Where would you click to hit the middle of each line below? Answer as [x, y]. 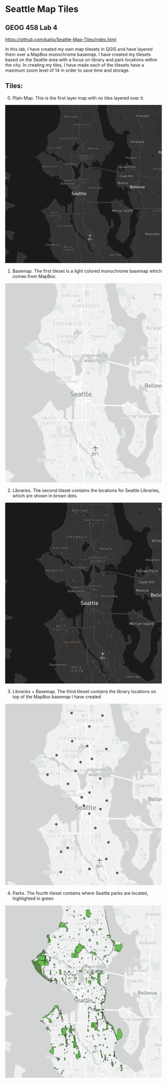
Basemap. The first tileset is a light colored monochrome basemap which [87, 271]
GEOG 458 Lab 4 [31, 28]
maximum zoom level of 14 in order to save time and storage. [68, 70]
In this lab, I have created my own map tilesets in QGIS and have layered [79, 49]
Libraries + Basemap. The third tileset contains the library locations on [84, 692]
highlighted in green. [33, 899]
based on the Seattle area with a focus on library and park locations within [81, 60]
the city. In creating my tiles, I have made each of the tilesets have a [75, 65]
